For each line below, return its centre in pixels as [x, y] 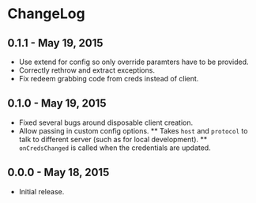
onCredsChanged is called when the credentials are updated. [115, 148]
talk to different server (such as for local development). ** [113, 139]
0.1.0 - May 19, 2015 [57, 103]
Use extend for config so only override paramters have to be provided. [134, 62]
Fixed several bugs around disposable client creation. [106, 122]
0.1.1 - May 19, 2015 [55, 43]
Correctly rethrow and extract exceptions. [87, 70]
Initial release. [41, 191]
